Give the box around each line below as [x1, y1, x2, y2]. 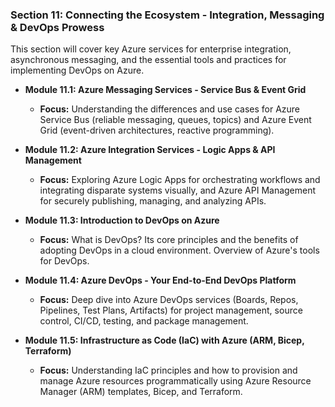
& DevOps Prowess [10, 20, 105, 34]
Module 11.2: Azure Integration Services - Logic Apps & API [24, 144, 276, 156]
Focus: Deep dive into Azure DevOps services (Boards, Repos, [39, 294, 299, 306]
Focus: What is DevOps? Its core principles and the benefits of [39, 234, 299, 246]
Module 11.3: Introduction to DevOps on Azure [24, 214, 220, 227]
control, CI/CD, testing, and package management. [39, 315, 249, 327]
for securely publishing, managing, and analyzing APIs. [39, 195, 267, 207]
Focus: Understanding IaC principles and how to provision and [39, 364, 298, 377]
